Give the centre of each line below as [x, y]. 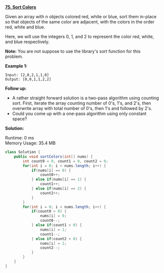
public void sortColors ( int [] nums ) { [53, 157]
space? [20, 119]
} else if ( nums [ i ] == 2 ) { [59, 189]
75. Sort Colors [21, 7]
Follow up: [16, 88]
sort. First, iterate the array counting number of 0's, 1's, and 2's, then [82, 103]
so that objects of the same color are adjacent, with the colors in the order [80, 22]
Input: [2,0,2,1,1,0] [27, 75]
